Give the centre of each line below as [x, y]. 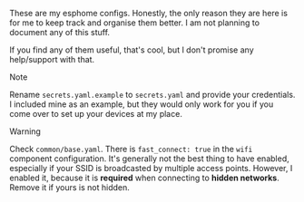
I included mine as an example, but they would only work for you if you [142, 104]
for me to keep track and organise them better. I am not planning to [135, 23]
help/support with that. [52, 59]
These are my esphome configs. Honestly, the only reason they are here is [149, 13]
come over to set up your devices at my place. [96, 114]
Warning [25, 131]
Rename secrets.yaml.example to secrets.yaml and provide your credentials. [152, 95]
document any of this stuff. [60, 32]
